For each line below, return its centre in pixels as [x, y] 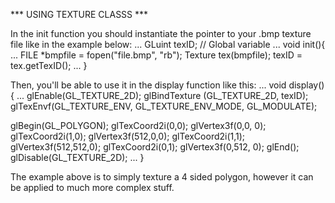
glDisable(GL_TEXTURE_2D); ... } [77, 157]
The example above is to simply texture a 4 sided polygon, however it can [162, 177]
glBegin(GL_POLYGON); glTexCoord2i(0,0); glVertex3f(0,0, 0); [138, 125]
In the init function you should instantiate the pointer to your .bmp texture [161, 33]
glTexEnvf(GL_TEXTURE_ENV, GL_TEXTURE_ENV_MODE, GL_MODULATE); [164, 106]
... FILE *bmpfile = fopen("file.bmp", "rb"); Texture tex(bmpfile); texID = [156, 55]
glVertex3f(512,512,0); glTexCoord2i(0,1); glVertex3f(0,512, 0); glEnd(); [155, 147]
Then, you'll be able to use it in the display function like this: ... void [148, 85]
